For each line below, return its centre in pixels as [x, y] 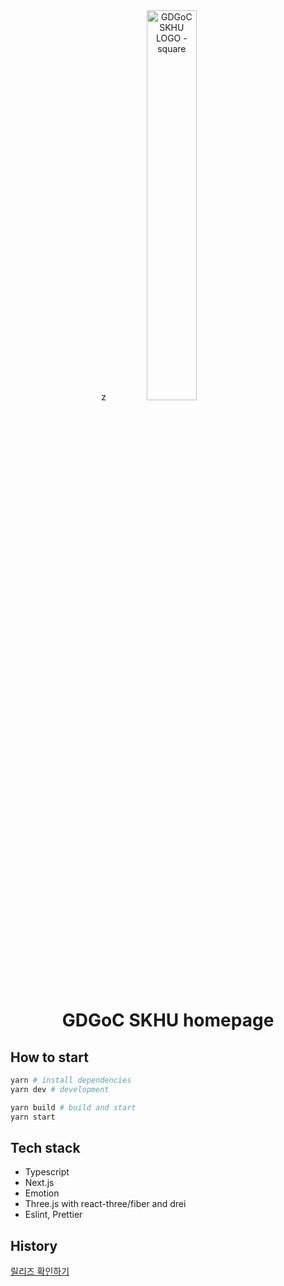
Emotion [42, 1193]
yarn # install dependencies [71, 1080]
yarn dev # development [60, 1089]
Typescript [47, 1172]
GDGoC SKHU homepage [168, 1020]
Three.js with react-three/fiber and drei [105, 1204]
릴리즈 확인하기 [40, 1271]
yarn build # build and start [73, 1107]
